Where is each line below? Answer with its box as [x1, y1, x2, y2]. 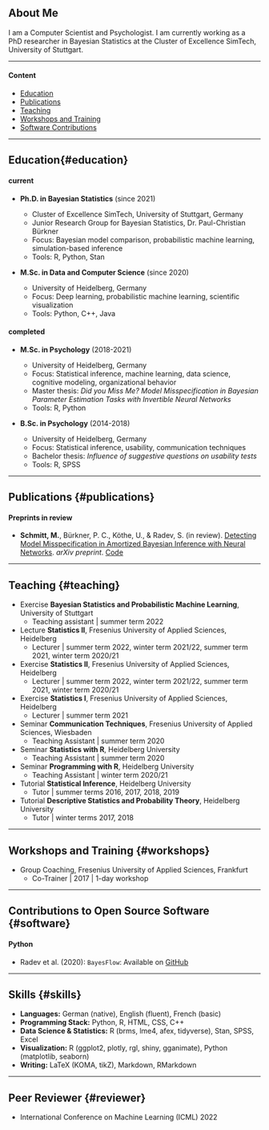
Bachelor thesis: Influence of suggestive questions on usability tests [31, 451, 258, 461]
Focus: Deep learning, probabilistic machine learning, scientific [31, 291, 240, 301]
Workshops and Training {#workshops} [8, 843, 211, 857]
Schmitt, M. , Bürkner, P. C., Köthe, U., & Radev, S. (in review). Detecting [19, 530, 257, 540]
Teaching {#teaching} [8, 578, 120, 592]
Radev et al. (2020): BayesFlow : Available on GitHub [19, 957, 189, 966]
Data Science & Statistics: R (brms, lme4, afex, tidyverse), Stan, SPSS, [19, 1026, 255, 1036]
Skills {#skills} [8, 988, 82, 1002]
